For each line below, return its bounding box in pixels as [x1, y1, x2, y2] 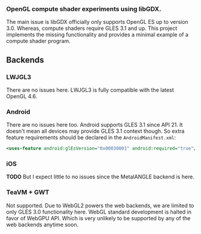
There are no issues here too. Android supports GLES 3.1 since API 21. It [6, 121, 183, 129]
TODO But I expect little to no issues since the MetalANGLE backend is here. [6, 173, 194, 181]
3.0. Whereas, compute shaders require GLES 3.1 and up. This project [6, 25, 178, 32]
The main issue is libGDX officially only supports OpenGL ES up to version [6, 19, 188, 26]
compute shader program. [6, 38, 71, 45]
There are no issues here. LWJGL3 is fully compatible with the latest [6, 86, 175, 93]
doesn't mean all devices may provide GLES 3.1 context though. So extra [6, 127, 185, 135]
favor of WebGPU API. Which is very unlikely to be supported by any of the [6, 214, 191, 221]
